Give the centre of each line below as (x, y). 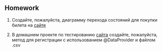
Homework (22, 8)
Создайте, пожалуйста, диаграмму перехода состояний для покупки (85, 20)
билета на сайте (29, 25)
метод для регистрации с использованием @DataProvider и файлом (83, 40)
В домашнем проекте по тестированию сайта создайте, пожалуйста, (85, 34)
